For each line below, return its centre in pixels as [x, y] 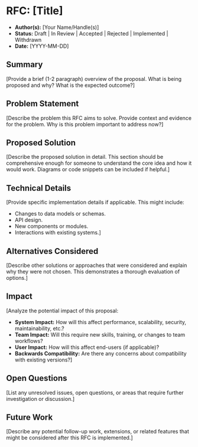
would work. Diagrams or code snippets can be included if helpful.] [88, 169]
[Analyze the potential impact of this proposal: [62, 311]
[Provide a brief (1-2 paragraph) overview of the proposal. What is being [94, 79]
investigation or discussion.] [40, 399]
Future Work [30, 417]
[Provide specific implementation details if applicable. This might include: [95, 203]
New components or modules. [51, 226]
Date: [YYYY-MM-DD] [42, 46]
